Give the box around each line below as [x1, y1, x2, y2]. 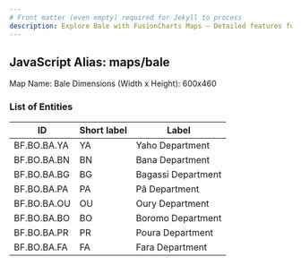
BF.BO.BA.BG [13, 167, 70, 180]
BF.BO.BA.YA [13, 139, 69, 151]
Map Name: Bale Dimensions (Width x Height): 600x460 [9, 78, 217, 90]
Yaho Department [135, 139, 211, 151]
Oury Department [135, 197, 210, 209]
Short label [79, 124, 127, 136]
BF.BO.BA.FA [13, 241, 69, 253]
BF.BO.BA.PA [13, 183, 69, 195]
